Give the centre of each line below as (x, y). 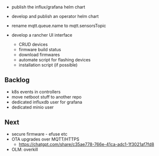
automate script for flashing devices (55, 60)
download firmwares (39, 55)
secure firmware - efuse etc (39, 134)
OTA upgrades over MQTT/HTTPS (45, 139)
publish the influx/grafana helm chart (48, 7)
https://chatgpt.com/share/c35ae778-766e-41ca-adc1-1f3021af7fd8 (86, 144)
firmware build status (40, 50)
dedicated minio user (33, 107)
